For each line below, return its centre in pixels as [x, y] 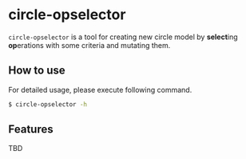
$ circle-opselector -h [48, 104]
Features [31, 129]
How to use [37, 71]
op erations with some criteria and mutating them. [89, 45]
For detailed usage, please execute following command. [100, 89]
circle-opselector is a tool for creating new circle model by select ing [123, 37]
